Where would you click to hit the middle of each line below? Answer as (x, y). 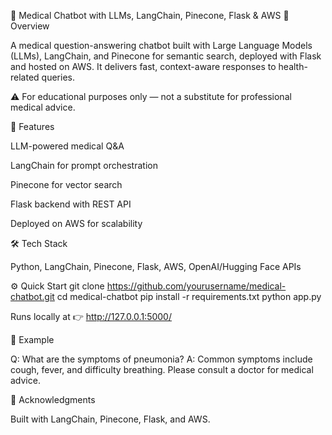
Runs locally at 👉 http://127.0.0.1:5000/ (91, 316)
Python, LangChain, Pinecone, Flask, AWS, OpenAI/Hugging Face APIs (156, 266)
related (25, 77)
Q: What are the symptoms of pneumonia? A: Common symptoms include (161, 359)
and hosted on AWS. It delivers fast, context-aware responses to (143, 66)
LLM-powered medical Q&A (67, 146)
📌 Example (32, 339)
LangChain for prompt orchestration (84, 165)
